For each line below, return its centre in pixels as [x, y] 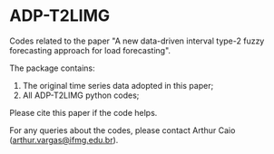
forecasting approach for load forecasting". [90, 50]
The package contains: [52, 68]
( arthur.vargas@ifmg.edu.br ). [64, 140]
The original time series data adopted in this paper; [118, 85]
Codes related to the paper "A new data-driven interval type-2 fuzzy [137, 41]
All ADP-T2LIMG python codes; [81, 95]
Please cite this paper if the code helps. [83, 112]
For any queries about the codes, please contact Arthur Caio [122, 130]
